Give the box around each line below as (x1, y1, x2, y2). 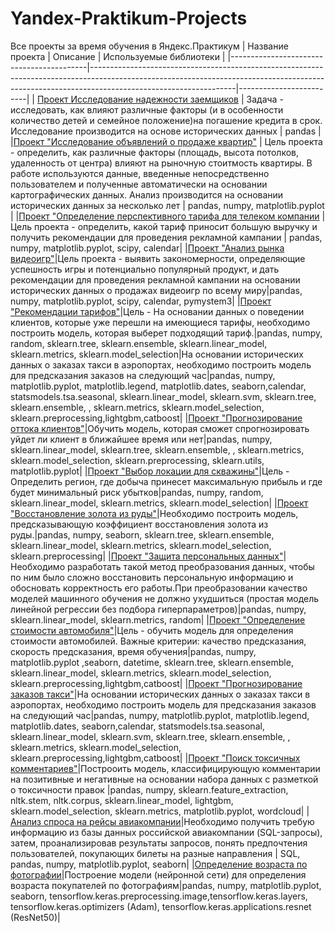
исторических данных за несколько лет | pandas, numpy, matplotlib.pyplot (10, 199, 325, 211)
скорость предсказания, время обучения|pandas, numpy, (10, 645, 257, 657)
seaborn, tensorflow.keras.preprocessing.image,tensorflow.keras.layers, (10, 890, 308, 902)
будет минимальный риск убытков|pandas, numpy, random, (10, 486, 264, 498)
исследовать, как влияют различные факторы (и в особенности (10, 103, 284, 116)
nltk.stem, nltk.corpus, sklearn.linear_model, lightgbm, (10, 794, 234, 806)
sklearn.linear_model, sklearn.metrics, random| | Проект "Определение (10, 613, 306, 626)
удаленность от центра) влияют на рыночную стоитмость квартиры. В (10, 157, 313, 169)
